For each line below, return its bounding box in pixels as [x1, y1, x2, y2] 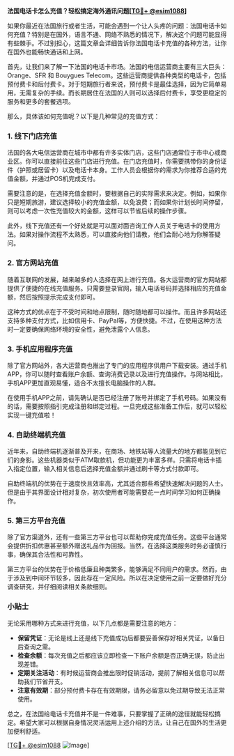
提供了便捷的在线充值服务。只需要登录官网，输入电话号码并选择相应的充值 [7, 284, 221, 292]
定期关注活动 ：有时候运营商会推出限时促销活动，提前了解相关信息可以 [17, 668, 219, 677]
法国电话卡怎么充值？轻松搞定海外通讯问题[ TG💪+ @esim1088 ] [7, 7, 187, 15]
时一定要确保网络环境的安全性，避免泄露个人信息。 [7, 325, 154, 333]
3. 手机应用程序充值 [7, 344, 73, 354]
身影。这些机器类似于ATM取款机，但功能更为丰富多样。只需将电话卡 [19, 456, 216, 464]
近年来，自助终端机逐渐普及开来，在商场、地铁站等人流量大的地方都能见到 [7, 447, 221, 456]
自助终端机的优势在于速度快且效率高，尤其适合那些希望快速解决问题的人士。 [7, 479, 227, 488]
